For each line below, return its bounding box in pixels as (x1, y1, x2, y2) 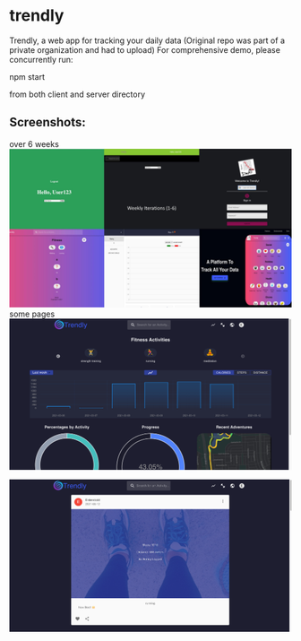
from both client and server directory (9, 89, 146, 100)
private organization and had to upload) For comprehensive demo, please (9, 44, 280, 55)
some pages (9, 308, 56, 319)
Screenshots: (9, 115, 87, 130)
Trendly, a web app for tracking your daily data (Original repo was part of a (9, 35, 285, 46)
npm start (9, 71, 46, 82)
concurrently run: (9, 54, 73, 65)
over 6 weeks (9, 138, 60, 149)
